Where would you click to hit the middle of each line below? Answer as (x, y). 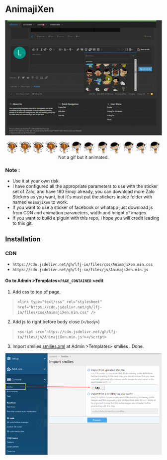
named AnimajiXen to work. (40, 202)
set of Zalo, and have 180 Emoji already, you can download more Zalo (83, 192)
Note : (13, 170)
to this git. (23, 223)
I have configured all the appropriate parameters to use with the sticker (85, 186)
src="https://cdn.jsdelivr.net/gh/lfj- (77, 332)
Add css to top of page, (37, 292)
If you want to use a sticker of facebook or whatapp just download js (83, 207)
